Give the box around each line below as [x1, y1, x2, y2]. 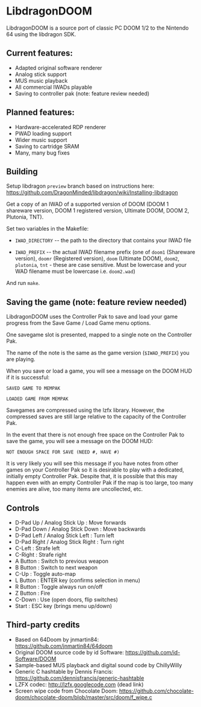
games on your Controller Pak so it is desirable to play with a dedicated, [6, 466, 185, 473]
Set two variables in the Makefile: [6, 225, 89, 232]
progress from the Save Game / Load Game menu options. [6, 319, 151, 327]
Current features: [6, 48, 73, 59]
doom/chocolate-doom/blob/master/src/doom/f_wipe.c [14, 693, 152, 701]
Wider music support [14, 136, 67, 143]
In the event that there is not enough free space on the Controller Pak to [6, 431, 185, 438]
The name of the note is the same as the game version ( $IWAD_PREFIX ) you [6, 349, 190, 357]
